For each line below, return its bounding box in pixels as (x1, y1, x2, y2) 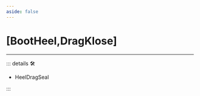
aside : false (6, 8, 39, 15)
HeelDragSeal (14, 73, 49, 81)
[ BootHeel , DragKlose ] (6, 34, 117, 47)
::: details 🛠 (6, 60, 36, 67)
